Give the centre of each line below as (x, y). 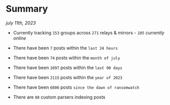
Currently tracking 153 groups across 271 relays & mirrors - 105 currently (89, 32)
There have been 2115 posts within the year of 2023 (68, 77)
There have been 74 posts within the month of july (66, 58)
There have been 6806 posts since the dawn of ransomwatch (76, 87)
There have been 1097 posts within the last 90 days (68, 67)
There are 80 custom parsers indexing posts (59, 97)
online (20, 38)
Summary (27, 9)
